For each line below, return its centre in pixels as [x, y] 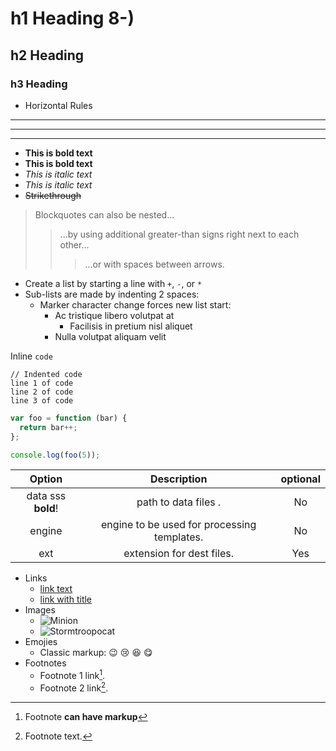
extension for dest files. [179, 554]
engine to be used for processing [179, 525]
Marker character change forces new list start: [135, 304]
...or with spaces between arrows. [154, 264]
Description [178, 479]
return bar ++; [48, 427]
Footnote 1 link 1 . [72, 675]
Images [40, 610]
